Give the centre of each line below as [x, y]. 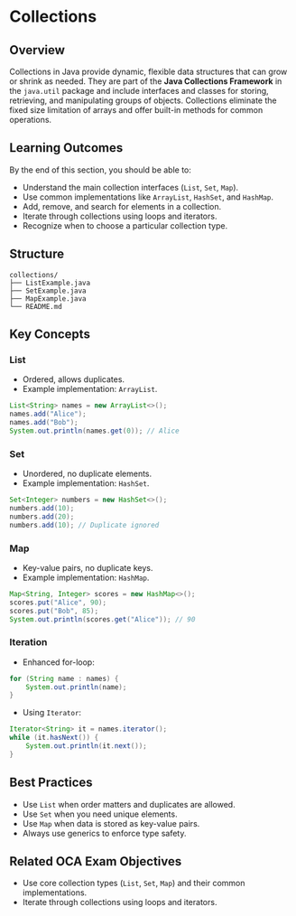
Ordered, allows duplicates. [73, 379]
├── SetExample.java [48, 291]
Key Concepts [50, 335]
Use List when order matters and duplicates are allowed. [129, 804]
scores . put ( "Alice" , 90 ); [58, 603]
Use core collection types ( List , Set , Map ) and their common [134, 883]
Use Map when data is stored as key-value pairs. [111, 823]
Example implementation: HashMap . [86, 577]
